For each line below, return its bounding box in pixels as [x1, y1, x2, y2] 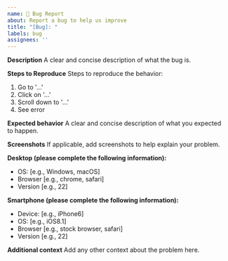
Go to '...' [17, 83, 43, 91]
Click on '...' [17, 91, 51, 99]
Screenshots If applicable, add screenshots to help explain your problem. [7, 140, 220, 148]
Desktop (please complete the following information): [7, 154, 167, 163]
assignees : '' [7, 37, 49, 44]
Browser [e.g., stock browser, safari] [17, 224, 123, 233]
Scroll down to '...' [17, 98, 69, 106]
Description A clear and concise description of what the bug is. [7, 56, 192, 64]
